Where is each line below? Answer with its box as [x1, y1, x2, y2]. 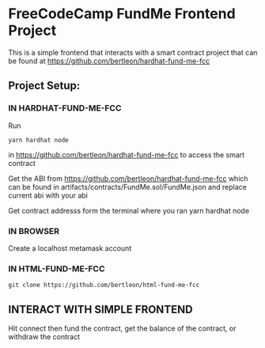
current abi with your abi [8, 191, 89, 200]
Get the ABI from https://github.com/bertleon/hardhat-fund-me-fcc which [8, 173, 248, 183]
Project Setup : [8, 79, 81, 93]
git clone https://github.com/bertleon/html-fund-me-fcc [8, 282, 200, 289]
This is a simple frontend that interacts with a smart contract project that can [8, 47, 258, 57]
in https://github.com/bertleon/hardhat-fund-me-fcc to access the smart [8, 149, 245, 159]
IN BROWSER [8, 225, 59, 236]
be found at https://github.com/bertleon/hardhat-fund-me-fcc [8, 56, 210, 66]
